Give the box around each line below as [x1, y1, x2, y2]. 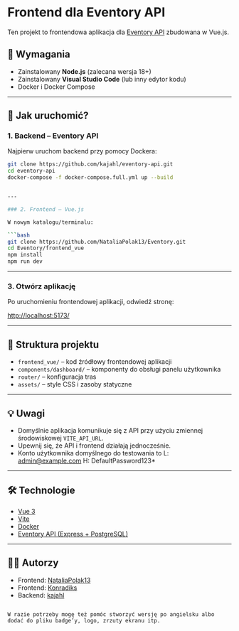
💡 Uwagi [7, 407, 45, 419]
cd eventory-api [7, 168, 55, 175]
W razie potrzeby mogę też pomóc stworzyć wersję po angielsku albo [7, 610, 215, 618]
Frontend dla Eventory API [7, 4, 166, 21]
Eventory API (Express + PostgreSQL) [17, 529, 129, 538]
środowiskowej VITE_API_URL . [17, 433, 104, 442]
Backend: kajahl [17, 590, 65, 599]
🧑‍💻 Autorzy [7, 557, 59, 569]
